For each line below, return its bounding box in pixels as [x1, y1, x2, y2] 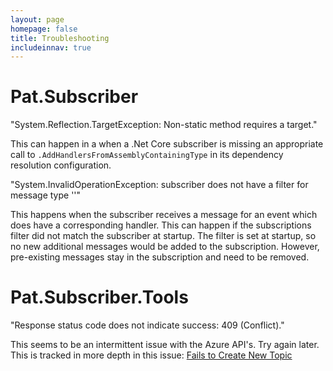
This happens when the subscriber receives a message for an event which [10, 209, 318, 221]
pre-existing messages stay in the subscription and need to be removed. [10, 251, 310, 263]
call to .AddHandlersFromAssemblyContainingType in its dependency [10, 149, 284, 161]
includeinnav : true [10, 42, 92, 53]
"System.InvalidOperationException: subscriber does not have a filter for [10, 179, 309, 191]
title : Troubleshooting [10, 33, 110, 43]
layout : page [10, 14, 65, 25]
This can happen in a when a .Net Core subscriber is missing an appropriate [10, 138, 324, 150]
